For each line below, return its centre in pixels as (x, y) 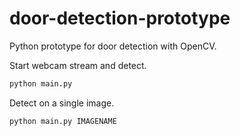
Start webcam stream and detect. (78, 65)
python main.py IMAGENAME (63, 121)
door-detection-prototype (120, 18)
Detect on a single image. (62, 103)
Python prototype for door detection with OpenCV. (113, 46)
